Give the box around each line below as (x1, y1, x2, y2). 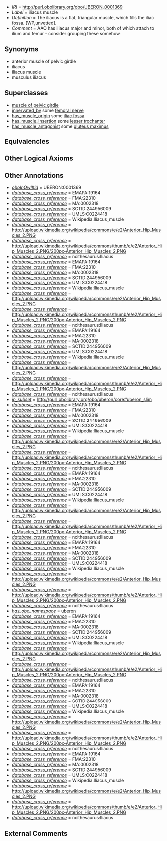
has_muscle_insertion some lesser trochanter (11, 118, 105, 124)
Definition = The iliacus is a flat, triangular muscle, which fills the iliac (11, 15, 154, 20)
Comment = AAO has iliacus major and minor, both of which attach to (11, 25, 154, 31)
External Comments (4, 829, 68, 838)
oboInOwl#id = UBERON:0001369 (11, 184, 82, 191)
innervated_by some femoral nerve (11, 107, 84, 113)
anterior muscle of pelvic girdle (11, 58, 76, 64)
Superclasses (4, 89, 48, 97)
